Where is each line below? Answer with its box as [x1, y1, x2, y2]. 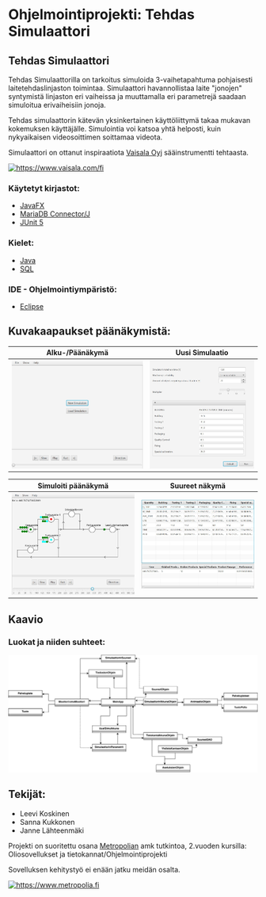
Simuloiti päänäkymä [37, 481, 109, 490]
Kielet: [8, 238, 34, 249]
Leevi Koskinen [19, 808, 70, 818]
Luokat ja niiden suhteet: [8, 636, 105, 647]
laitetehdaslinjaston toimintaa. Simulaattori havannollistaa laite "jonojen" [8, 83, 243, 93]
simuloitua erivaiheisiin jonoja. [8, 101, 107, 109]
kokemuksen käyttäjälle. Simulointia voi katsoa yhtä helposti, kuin [8, 124, 222, 133]
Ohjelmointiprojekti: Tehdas [8, 6, 196, 24]
